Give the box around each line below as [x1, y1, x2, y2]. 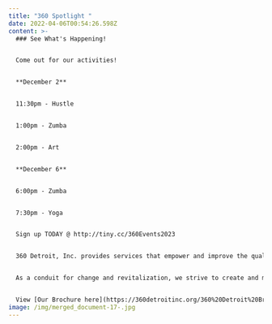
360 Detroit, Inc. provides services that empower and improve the [15, 253, 249, 261]
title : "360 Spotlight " [8, 11, 92, 20]
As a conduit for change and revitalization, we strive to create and [15, 274, 259, 283]
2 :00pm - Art [15, 143, 60, 151]
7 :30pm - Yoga [15, 209, 63, 217]
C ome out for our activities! [15, 56, 117, 65]
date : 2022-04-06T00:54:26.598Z [8, 19, 117, 28]
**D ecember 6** [15, 165, 67, 173]
